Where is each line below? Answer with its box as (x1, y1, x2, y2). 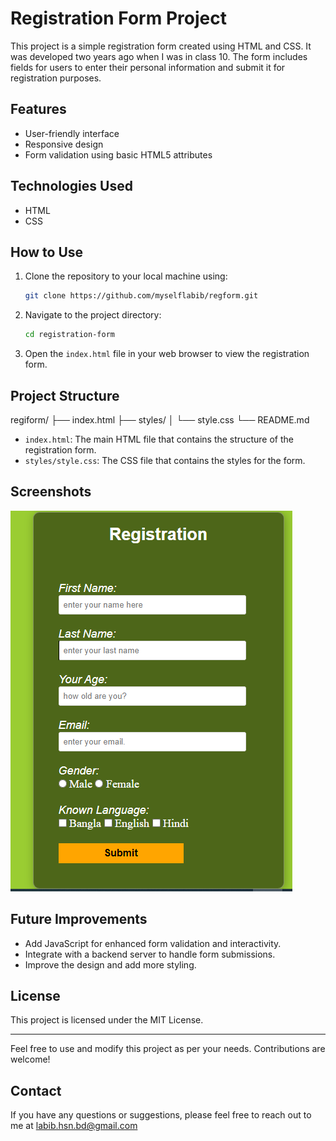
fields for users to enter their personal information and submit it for (10, 61, 286, 73)
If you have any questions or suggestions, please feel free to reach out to (10, 1109, 312, 1121)
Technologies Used (10, 178, 133, 195)
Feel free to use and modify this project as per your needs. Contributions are (10, 1043, 326, 1055)
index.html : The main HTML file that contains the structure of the (24, 433, 294, 445)
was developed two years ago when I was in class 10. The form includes (10, 50, 308, 62)
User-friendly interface (24, 127, 120, 139)
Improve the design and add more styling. (24, 958, 197, 971)
